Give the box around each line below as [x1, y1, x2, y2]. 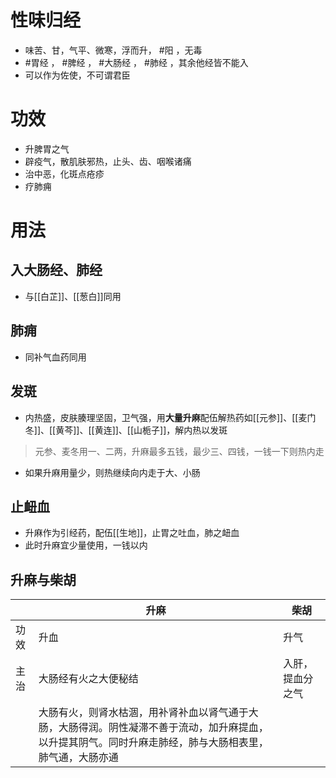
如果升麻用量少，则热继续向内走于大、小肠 [24, 466, 201, 478]
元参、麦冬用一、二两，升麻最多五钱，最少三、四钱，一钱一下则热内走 [34, 445, 325, 457]
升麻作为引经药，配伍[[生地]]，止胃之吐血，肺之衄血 [24, 527, 240, 539]
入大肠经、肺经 [10, 262, 103, 279]
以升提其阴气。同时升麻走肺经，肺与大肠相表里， [38, 736, 269, 750]
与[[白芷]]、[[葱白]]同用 [24, 290, 122, 302]
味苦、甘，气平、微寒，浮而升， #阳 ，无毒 [24, 44, 203, 56]
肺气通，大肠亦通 [38, 751, 119, 765]
